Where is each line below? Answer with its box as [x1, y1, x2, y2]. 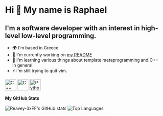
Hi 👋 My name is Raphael [5, 4, 107, 16]
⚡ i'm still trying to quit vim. [12, 68, 67, 73]
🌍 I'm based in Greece [12, 45, 59, 50]
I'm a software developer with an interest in [5, 24, 140, 32]
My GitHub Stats [5, 95, 40, 101]
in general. [12, 62, 34, 68]
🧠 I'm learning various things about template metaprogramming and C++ [12, 57, 159, 63]
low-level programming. [21, 31, 96, 40]
